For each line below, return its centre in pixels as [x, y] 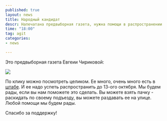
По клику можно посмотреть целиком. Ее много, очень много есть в [80, 81]
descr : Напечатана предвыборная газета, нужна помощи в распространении [84, 24]
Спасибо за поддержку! [31, 113]
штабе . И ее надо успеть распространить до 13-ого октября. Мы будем [83, 86]
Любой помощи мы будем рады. [41, 103]
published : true [22, 10]
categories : [18, 39]
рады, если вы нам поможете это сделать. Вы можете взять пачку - [79, 92]
